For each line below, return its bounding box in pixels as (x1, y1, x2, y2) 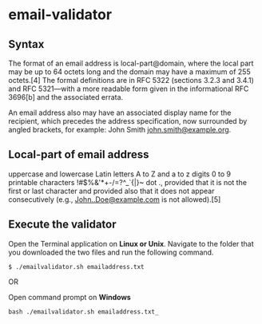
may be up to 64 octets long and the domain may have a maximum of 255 (8, 67, 251, 77)
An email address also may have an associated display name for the (8, 108, 232, 117)
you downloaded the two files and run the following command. (8, 247, 214, 257)
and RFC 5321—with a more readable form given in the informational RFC (8, 84, 249, 93)
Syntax (8, 38, 45, 51)
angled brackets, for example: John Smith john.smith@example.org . (8, 125, 232, 134)
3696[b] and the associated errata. (8, 93, 124, 101)
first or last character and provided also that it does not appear (8, 186, 215, 196)
